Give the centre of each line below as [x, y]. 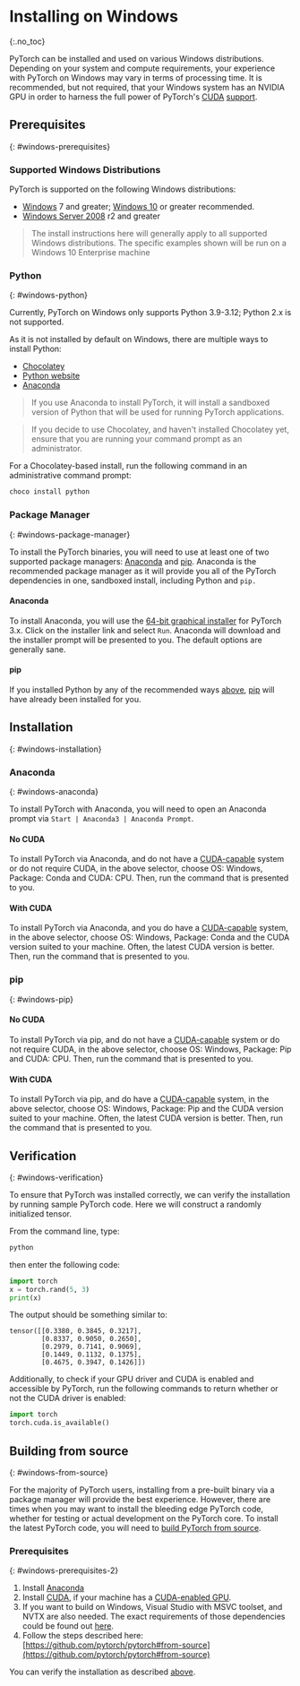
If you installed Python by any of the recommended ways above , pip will [142, 689]
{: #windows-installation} [56, 749]
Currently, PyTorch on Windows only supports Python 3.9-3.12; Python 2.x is [150, 313]
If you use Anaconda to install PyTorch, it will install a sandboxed [150, 403]
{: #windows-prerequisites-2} [64, 1570]
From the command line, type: [64, 1231]
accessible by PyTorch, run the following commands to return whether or [144, 1389]
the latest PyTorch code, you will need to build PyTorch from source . [135, 1528]
